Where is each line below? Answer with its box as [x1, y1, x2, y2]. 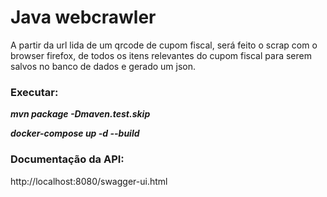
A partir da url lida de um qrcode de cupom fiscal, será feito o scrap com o [10, 39, 318, 51]
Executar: [10, 85, 59, 99]
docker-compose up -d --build [10, 127, 140, 140]
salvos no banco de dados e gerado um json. [10, 60, 197, 72]
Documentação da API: [10, 152, 125, 166]
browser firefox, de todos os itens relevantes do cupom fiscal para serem [10, 49, 312, 61]
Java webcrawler [10, 6, 157, 29]
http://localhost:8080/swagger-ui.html [10, 175, 168, 187]
